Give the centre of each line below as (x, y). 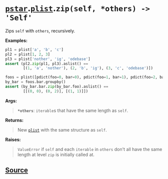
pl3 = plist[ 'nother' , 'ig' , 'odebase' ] (48, 59)
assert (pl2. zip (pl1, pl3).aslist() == (47, 63)
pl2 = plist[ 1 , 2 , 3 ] (28, 54)
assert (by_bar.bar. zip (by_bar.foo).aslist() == (57, 87)
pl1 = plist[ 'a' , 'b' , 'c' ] (34, 49)
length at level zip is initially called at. (56, 154)
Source (17, 170)
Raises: (13, 139)
